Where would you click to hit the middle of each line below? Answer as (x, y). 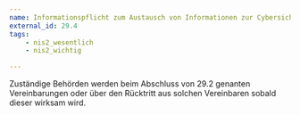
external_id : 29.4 (43, 26)
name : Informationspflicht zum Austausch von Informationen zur (131, 17)
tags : (19, 34)
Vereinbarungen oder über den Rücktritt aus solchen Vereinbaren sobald (143, 94)
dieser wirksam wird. (48, 103)
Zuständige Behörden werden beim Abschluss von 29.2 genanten (130, 84)
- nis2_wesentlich (59, 42)
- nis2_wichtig (54, 51)
